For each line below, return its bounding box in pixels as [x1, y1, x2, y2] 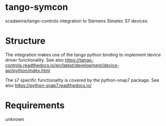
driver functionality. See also [5, 57, 64, 63]
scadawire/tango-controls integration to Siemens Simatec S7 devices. [5, 18, 149, 24]
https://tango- [64, 57, 94, 63]
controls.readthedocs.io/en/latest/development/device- [5, 62, 120, 68]
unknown [5, 116, 24, 122]
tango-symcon [5, 1, 68, 13]
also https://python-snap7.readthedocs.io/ [5, 82, 92, 88]
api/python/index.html [5, 67, 51, 73]
